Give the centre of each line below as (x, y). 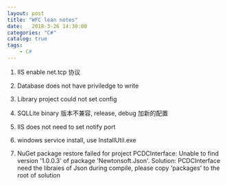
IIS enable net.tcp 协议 (49, 72)
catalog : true (27, 39)
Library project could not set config (67, 99)
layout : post (26, 13)
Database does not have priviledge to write (78, 86)
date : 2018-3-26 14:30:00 (47, 26)
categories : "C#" (32, 33)
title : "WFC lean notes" (43, 20)
